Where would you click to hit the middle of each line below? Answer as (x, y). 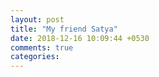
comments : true (42, 47)
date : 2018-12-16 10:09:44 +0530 (80, 38)
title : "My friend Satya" (64, 29)
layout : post (37, 19)
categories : (35, 57)
